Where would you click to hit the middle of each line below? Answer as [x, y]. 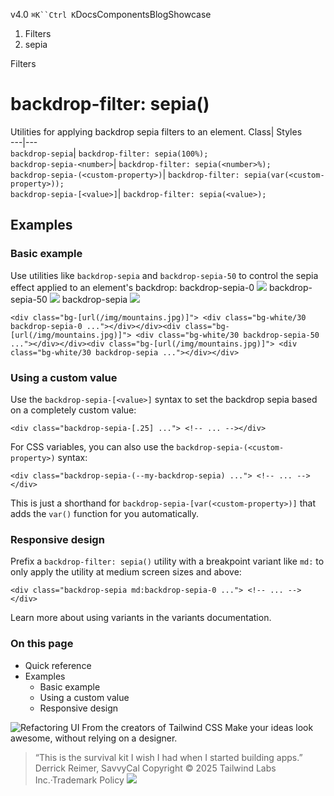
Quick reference [58, 665]
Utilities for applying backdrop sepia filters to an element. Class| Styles [156, 131]
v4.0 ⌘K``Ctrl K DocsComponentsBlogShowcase [111, 14]
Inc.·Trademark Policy [79, 780]
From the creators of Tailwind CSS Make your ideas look [197, 727]
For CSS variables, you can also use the [92, 446]
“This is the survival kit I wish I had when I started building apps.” [168, 757]
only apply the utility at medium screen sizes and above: [126, 572]
